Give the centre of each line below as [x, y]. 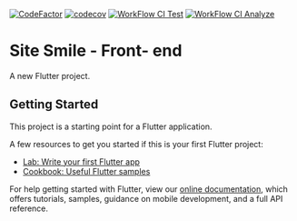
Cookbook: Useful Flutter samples [86, 171]
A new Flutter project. [50, 75]
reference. [29, 208]
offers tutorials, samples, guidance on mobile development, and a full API [146, 198]
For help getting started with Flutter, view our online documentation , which [149, 189]
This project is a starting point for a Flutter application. [111, 126]
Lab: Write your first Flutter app [81, 161]
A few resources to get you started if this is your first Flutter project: [136, 144]
